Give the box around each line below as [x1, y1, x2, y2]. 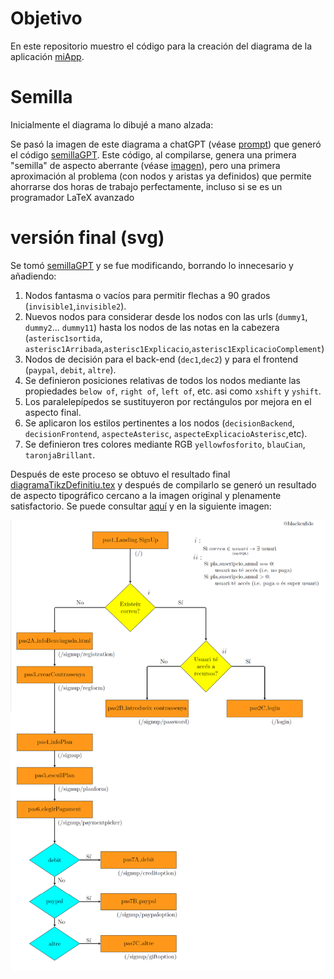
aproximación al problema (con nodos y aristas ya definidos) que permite [10, 170, 312, 182]
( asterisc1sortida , [24, 332, 103, 344]
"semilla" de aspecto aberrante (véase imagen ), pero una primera [10, 159, 281, 171]
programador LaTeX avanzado [10, 191, 135, 203]
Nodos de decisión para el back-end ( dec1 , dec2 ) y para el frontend [24, 353, 299, 365]
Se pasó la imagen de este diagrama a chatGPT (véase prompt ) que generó [10, 138, 322, 150]
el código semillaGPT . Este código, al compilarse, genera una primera [10, 148, 297, 161]
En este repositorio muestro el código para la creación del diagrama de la [10, 40, 313, 52]
